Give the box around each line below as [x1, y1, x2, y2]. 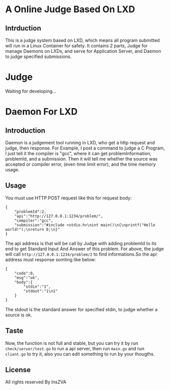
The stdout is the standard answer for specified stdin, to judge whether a [5, 306, 158, 312]
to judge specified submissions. [5, 53, 72, 59]
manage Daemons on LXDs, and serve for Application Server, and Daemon [5, 48, 161, 54]
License [5, 365, 31, 374]
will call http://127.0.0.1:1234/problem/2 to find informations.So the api [5, 251, 157, 257]
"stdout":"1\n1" [23, 288, 58, 293]
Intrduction [5, 24, 42, 33]
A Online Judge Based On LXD [5, 4, 135, 15]
